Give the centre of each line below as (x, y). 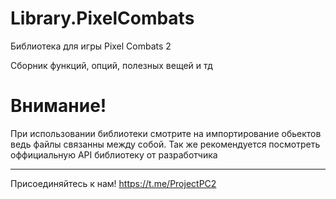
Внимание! (58, 106)
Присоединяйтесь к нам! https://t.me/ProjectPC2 (113, 183)
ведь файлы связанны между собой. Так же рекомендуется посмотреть (165, 144)
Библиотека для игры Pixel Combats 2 (91, 46)
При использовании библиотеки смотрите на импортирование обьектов (166, 133)
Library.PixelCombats (102, 18)
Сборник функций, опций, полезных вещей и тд (111, 65)
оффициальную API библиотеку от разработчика (114, 154)
